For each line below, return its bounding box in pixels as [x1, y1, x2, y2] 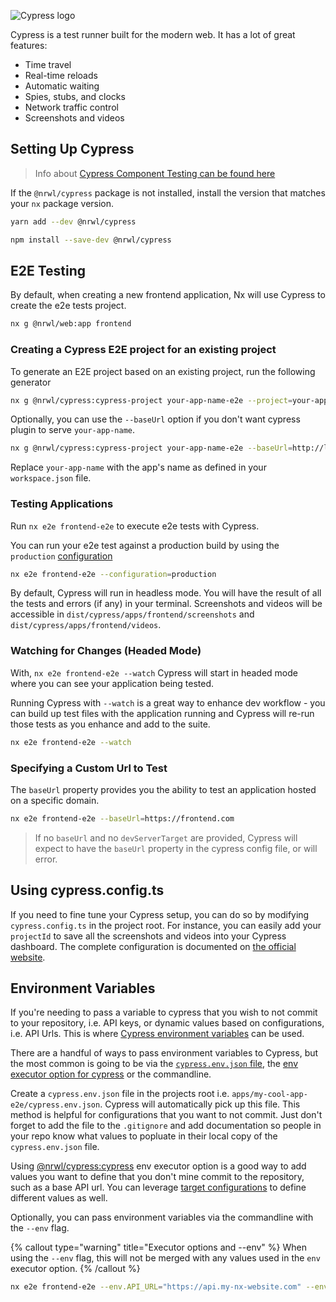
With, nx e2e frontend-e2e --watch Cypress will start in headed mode [10, 666, 298, 679]
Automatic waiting [24, 80, 100, 92]
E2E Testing [10, 262, 87, 279]
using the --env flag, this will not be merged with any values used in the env [10, 1252, 321, 1264]
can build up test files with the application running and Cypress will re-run [10, 707, 315, 719]
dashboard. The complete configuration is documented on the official [10, 940, 297, 952]
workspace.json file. [10, 472, 92, 484]
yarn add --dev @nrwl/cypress [10, 216, 137, 227]
